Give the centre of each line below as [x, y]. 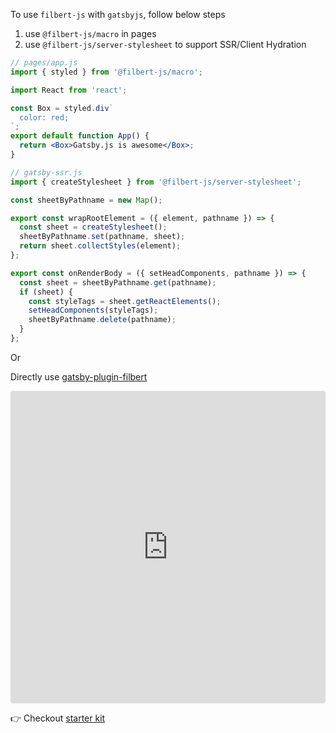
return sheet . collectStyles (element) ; [100, 246]
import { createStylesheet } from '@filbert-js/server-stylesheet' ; [156, 182]
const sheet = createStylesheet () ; [93, 227]
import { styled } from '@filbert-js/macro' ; [106, 72]
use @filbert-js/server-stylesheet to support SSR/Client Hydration [165, 44]
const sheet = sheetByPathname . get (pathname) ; [118, 282]
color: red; [44, 117]
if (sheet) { [46, 292]
